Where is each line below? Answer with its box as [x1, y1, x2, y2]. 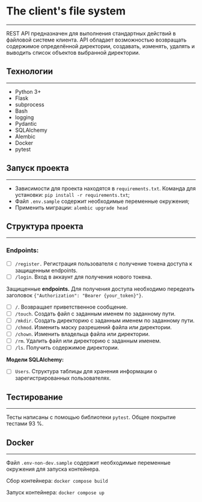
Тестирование [6, 392, 63, 402]
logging [14, 113, 34, 121]
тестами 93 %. [6, 420, 44, 427]
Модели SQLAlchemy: [6, 356, 64, 364]
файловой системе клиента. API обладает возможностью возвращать [6, 36, 187, 43]
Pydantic [14, 120, 37, 127]
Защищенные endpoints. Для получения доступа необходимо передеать [6, 285, 195, 293]
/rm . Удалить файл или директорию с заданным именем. [14, 337, 161, 344]
